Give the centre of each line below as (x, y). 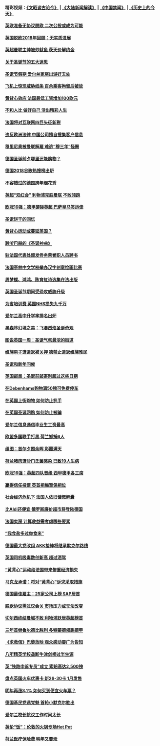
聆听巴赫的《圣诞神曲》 (29, 243)
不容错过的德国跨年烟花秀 (31, 183)
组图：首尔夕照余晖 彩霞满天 (33, 448)
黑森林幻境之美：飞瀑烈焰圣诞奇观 (39, 328)
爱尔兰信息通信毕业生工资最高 (35, 425)
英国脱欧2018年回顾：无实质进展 (38, 38)
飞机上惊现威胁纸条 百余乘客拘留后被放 (44, 86)
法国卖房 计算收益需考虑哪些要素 (38, 521)
